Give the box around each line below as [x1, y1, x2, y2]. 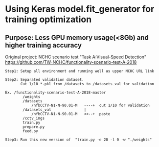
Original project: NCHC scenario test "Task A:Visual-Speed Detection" [5, 54, 147, 60]
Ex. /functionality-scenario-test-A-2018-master [5, 90, 106, 95]
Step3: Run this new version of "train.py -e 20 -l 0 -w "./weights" [5, 137, 152, 142]
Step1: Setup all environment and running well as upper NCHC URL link [5, 69, 154, 73]
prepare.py [23, 124, 45, 129]
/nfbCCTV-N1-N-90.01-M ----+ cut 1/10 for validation [31, 103, 150, 108]
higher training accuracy [5, 41, 82, 49]
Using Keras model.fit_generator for [5, 3, 155, 15]
